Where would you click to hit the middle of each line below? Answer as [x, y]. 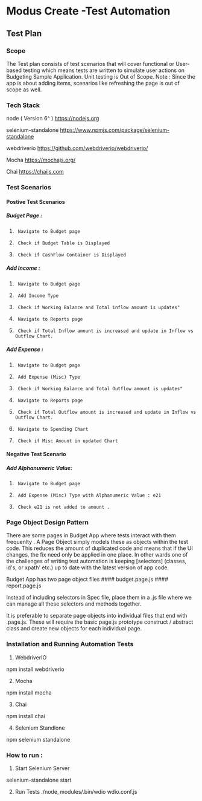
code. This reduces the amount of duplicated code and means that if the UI [99, 548]
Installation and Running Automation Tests [70, 644]
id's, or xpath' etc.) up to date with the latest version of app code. [87, 567]
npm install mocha [29, 692]
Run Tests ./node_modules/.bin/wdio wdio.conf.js [76, 792]
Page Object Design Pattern [48, 523]
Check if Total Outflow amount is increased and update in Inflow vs [107, 412]
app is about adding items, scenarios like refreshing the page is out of [93, 83]
